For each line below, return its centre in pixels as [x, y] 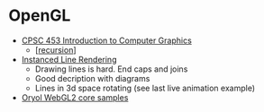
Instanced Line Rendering [69, 59]
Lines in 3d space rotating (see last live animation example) [145, 88]
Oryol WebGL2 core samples [75, 97]
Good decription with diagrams [92, 78]
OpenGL [40, 16]
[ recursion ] [56, 49]
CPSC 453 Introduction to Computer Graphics [107, 40]
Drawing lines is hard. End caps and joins [111, 69]
